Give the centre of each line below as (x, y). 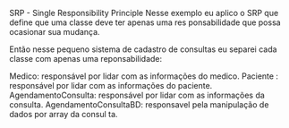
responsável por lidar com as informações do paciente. (111, 85)
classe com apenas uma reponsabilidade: (86, 59)
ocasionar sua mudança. (55, 32)
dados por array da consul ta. (64, 114)
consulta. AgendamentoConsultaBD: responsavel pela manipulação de (139, 105)
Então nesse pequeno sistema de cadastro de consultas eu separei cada (143, 49)
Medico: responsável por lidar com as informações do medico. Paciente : (144, 76)
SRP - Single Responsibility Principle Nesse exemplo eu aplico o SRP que (144, 13)
